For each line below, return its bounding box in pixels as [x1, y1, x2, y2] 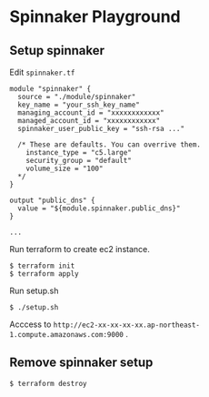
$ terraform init [9, 261, 75, 270]
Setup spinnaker [9, 43, 105, 58]
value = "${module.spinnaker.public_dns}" [17, 204, 181, 213]
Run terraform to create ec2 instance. [9, 244, 150, 254]
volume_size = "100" [25, 164, 104, 173]
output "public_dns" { [9, 196, 95, 205]
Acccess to [9, 319, 52, 330]
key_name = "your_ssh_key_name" [17, 100, 141, 109]
